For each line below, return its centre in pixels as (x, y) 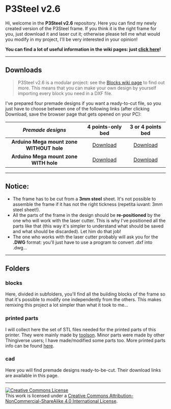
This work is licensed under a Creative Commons (57, 395)
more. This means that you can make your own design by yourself (87, 88)
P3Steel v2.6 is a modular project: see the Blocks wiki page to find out (91, 82)
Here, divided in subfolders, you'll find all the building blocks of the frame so (85, 294)
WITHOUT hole (45, 148)
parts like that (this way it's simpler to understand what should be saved (88, 226)
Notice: (17, 186)
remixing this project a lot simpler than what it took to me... (67, 305)
